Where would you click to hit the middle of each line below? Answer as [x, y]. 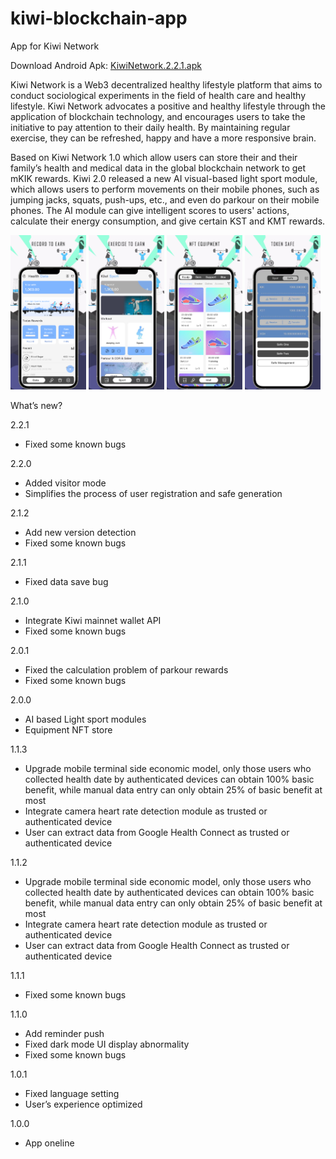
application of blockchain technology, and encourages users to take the [158, 116]
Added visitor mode [65, 483]
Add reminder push [64, 1034]
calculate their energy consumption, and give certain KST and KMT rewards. [168, 221]
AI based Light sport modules [85, 719]
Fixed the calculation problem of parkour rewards [126, 670]
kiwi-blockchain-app [99, 18]
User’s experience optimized [83, 1104]
